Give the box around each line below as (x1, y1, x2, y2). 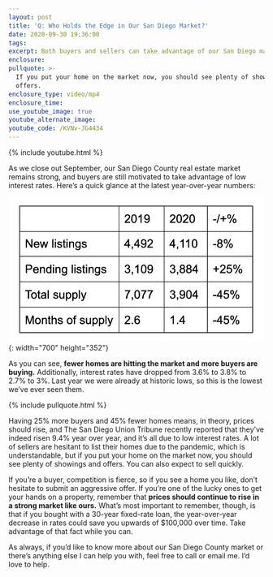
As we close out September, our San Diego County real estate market (8, 163, 241, 173)
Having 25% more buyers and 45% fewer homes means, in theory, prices (8, 416, 254, 425)
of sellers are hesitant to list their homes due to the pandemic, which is (8, 441, 245, 451)
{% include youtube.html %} (8, 148, 103, 157)
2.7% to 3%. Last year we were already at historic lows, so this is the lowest (8, 376, 262, 385)
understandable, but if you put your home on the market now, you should (8, 450, 253, 460)
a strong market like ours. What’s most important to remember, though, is (8, 500, 256, 510)
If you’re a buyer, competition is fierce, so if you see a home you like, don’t (8, 475, 258, 484)
